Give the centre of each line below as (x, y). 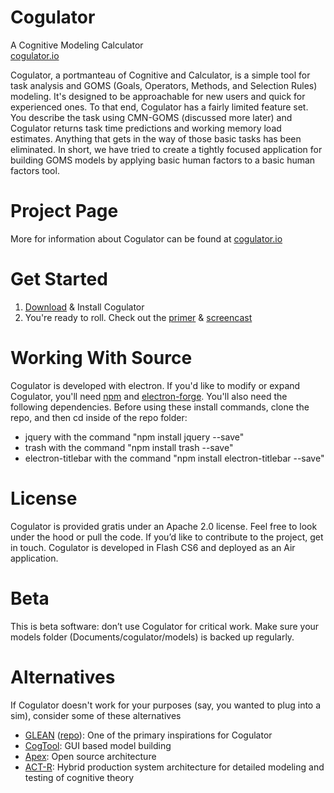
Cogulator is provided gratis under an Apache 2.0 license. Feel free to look (164, 526)
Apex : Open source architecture (90, 756)
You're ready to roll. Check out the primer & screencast (138, 317)
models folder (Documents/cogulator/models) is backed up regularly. (152, 637)
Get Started (59, 279)
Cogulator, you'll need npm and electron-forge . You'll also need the (149, 396)
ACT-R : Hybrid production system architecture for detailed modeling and (174, 767)
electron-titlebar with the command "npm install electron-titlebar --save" (174, 458)
